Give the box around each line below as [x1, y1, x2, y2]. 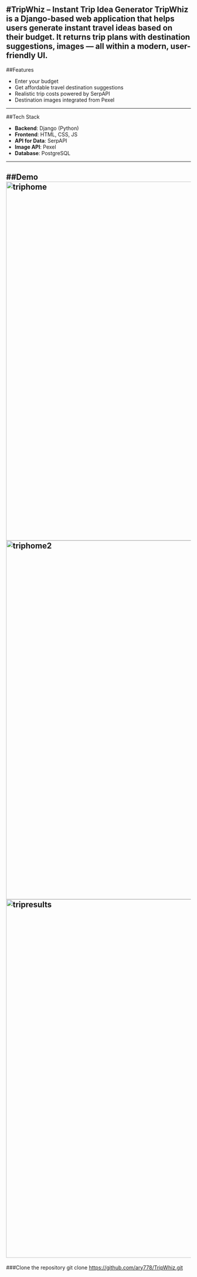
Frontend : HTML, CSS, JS [14, 130, 78, 138]
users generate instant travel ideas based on [6, 23, 173, 33]
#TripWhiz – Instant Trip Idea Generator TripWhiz [6, 5, 189, 15]
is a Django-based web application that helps [6, 14, 175, 24]
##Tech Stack [6, 113, 40, 120]
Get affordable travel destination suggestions [14, 83, 124, 91]
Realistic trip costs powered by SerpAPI [14, 90, 110, 97]
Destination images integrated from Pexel [14, 96, 115, 103]
